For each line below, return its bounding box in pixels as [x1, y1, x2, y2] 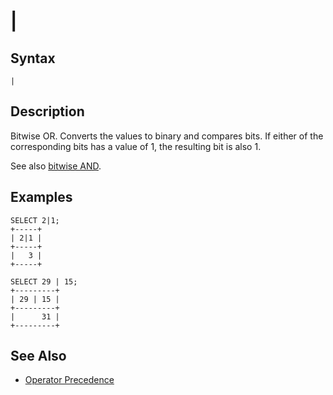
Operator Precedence [24, 374, 115, 386]
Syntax [10, 50, 56, 67]
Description [10, 103, 85, 120]
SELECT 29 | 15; [10, 276, 78, 287]
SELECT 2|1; [10, 215, 60, 225]
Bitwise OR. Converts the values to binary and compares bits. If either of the [10, 130, 324, 142]
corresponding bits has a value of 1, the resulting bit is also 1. [10, 140, 262, 152]
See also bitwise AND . [10, 160, 102, 172]
